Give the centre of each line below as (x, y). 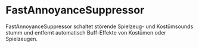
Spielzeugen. (22, 39)
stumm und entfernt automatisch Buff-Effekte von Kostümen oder (86, 32)
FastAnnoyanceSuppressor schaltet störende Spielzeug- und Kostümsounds (99, 26)
